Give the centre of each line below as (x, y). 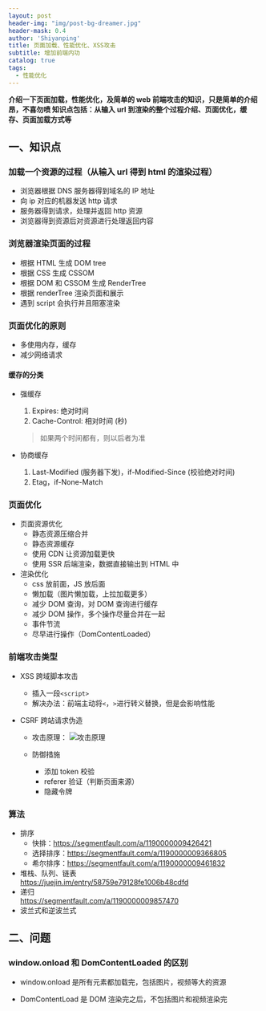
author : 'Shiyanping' (44, 38)
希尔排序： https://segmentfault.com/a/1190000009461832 (129, 863)
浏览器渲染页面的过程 (49, 244)
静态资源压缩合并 (60, 534)
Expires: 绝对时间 (60, 411)
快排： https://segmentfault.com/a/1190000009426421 (122, 843)
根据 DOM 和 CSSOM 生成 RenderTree (83, 282)
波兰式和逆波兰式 (48, 910)
